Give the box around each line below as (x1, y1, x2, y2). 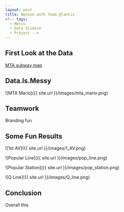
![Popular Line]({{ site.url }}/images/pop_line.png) (5, 155, 107, 161)
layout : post (5, 7, 32, 12)
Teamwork (5, 104, 39, 113)
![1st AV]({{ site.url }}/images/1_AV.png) (5, 145, 86, 151)
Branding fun (5, 118, 32, 124)
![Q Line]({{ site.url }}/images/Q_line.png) (5, 174, 90, 180)
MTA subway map (5, 62, 42, 68)
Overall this (5, 202, 28, 208)
